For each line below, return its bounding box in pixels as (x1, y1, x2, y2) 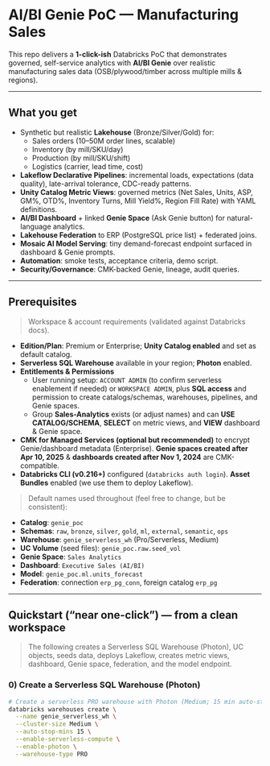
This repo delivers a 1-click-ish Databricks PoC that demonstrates (8, 49, 227, 59)
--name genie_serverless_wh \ (15, 713, 117, 721)
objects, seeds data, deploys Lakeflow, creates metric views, (27, 651, 230, 660)
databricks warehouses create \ (8, 705, 117, 714)
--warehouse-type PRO (15, 750, 88, 758)
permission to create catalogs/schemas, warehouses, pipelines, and (31, 392, 258, 402)
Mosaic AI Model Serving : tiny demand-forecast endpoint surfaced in (19, 238, 252, 248)
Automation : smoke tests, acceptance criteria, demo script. (19, 255, 219, 265)
